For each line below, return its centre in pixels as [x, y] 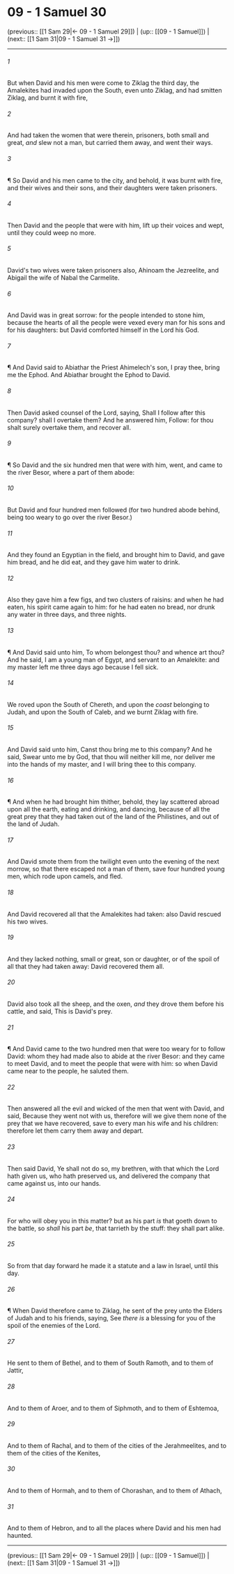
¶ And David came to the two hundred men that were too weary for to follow [116, 1049]
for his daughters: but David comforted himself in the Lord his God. [103, 330]
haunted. [20, 1536]
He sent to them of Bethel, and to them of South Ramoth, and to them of [110, 1363]
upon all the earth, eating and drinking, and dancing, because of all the [109, 809]
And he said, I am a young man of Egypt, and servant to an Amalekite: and [114, 659]
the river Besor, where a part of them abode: [71, 472]
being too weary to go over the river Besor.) [70, 517]
